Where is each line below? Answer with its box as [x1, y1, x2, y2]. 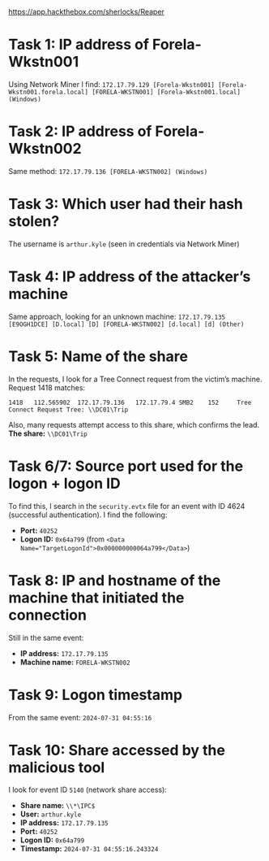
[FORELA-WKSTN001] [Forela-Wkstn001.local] [92, 88, 241, 96]
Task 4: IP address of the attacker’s [8, 267, 251, 285]
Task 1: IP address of [8, 36, 150, 54]
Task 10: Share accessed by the [8, 741, 225, 759]
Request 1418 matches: [8, 382, 86, 393]
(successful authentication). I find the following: [8, 510, 168, 520]
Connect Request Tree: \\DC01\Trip [8, 406, 129, 414]
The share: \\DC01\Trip [8, 428, 88, 438]
